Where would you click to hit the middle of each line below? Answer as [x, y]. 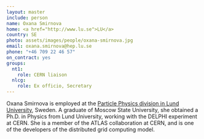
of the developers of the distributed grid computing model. [80, 130]
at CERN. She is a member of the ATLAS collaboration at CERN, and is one [100, 123]
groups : [16, 63]
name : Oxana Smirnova [34, 23]
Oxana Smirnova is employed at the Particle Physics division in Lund [93, 103]
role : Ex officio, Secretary [55, 86]
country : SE [22, 35]
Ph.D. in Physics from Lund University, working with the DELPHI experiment [102, 116]
